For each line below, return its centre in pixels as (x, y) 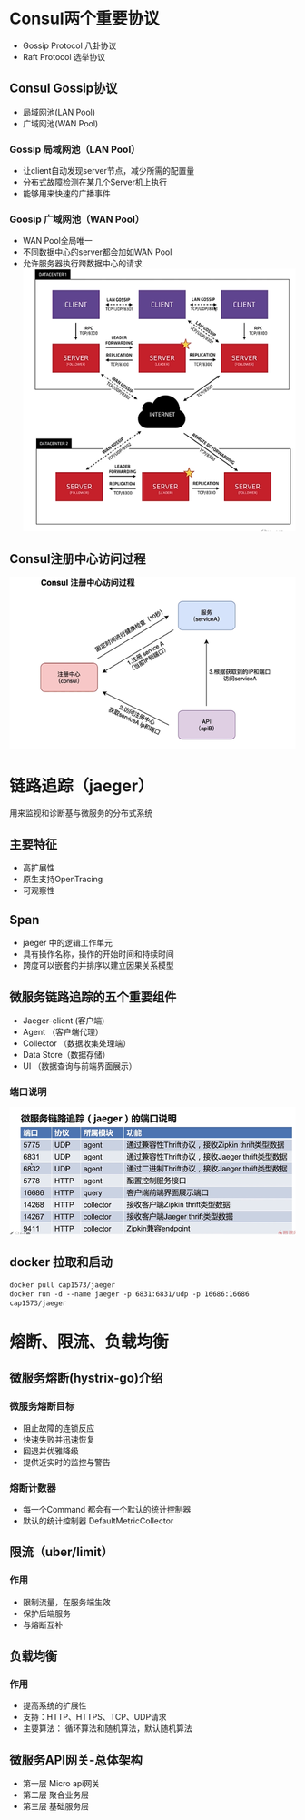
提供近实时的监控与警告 (66, 1462)
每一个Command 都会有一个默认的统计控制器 (107, 1509)
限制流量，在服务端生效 (66, 1602)
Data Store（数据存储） (66, 1055)
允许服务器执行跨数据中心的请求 (82, 264)
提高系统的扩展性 (54, 1705)
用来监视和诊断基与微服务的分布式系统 (81, 813)
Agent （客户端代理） (63, 1032)
